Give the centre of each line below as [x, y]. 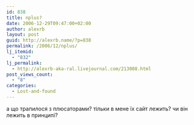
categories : [21, 86]
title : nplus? [24, 18]
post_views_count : [30, 74]
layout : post [23, 35]
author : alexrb [26, 29]
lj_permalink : [24, 63]
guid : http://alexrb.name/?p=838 [49, 40]
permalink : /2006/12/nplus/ [42, 46]
